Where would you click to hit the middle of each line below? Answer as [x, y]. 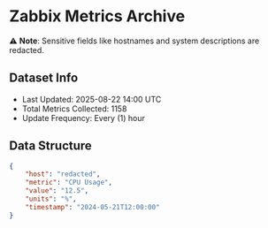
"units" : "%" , [51, 199]
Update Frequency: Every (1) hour [84, 118]
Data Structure [51, 146]
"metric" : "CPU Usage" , [69, 183]
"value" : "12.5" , [57, 191]
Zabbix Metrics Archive [97, 16]
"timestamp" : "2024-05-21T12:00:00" [93, 207]
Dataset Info [44, 78]
